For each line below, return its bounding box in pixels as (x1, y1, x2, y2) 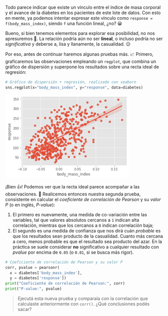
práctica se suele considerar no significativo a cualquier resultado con (12, 244, 159, 250)
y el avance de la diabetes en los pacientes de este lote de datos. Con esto (5, 10, 161, 16)
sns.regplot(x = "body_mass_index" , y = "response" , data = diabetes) (5, 85, 143, 90)
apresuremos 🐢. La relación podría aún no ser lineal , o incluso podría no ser (5, 35, 163, 42)
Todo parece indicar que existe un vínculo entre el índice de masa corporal (5, 5, 161, 10)
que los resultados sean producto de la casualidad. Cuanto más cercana (12, 233, 163, 239)
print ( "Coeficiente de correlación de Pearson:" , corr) (5, 281, 125, 286)
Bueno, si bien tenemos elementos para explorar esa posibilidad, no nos (5, 30, 155, 36)
